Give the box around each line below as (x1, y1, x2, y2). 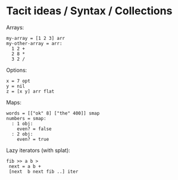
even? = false (17, 126, 52, 132)
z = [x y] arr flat (6, 88, 55, 94)
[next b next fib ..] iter (8, 168, 79, 175)
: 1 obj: (11, 121, 33, 127)
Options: (6, 67, 27, 74)
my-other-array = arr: (6, 40, 63, 46)
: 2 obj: (11, 131, 33, 137)
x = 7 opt (6, 78, 31, 84)
